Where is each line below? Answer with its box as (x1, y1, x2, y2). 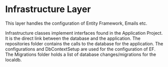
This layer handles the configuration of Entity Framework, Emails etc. (5, 20, 147, 26)
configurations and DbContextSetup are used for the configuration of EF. (5, 46, 155, 52)
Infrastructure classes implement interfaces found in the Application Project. (5, 30, 163, 36)
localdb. (5, 56, 22, 62)
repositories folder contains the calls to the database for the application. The (5, 40, 163, 46)
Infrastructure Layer (5, 4, 91, 15)
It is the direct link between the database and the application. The (5, 35, 141, 41)
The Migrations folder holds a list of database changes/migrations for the (5, 51, 156, 57)
